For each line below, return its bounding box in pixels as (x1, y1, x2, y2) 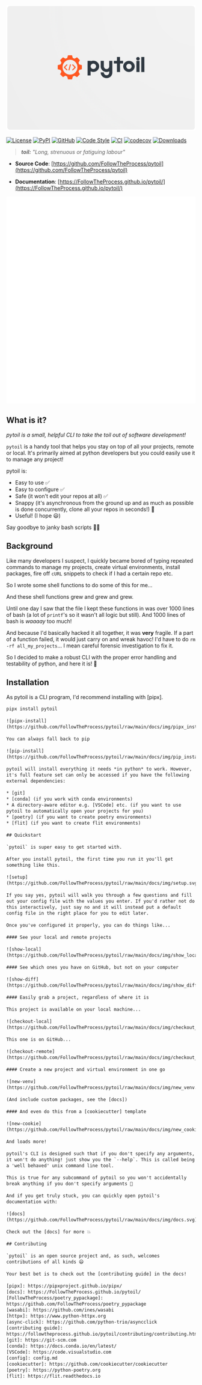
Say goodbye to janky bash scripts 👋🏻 (6, 524, 100, 531)
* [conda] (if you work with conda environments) (6, 796, 133, 802)
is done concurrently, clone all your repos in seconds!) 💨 (14, 506, 155, 513)
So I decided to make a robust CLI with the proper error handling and (6, 653, 177, 661)
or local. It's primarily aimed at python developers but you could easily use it (6, 449, 195, 456)
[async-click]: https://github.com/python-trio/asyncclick (6, 1319, 158, 1325)
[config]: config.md (6, 1355, 58, 1361)
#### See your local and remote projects (6, 934, 112, 940)
